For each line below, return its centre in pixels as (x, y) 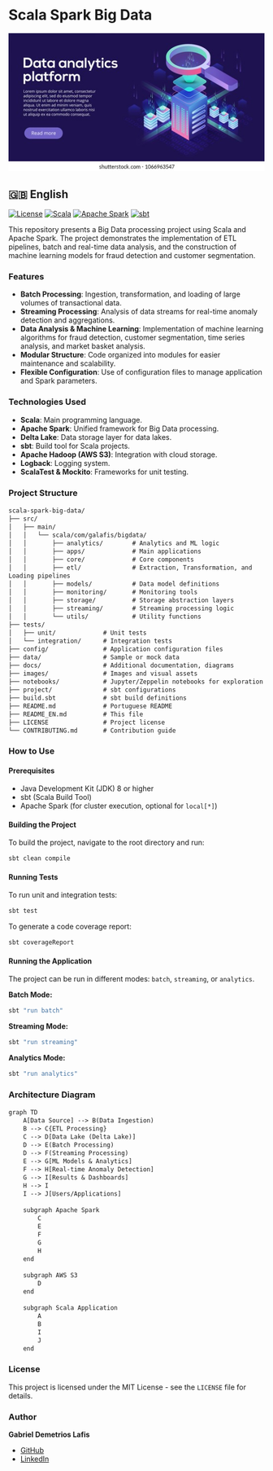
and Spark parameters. (58, 381)
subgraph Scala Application (70, 1308)
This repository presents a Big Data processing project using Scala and (127, 230)
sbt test (23, 911)
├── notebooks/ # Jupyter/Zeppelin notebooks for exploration (136, 682)
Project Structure (43, 493)
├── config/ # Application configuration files (116, 649)
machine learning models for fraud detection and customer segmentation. (132, 256)
